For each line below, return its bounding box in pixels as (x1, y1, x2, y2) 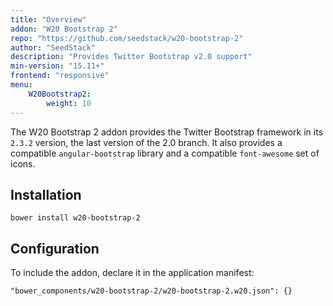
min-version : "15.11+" (10, 61, 105, 71)
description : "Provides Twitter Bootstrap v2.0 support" (10, 52, 253, 62)
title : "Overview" (10, 14, 87, 25)
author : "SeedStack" (10, 42, 97, 53)
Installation (10, 186, 82, 203)
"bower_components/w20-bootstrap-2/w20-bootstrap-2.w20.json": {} (10, 286, 293, 296)
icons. (10, 157, 36, 170)
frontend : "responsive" (10, 71, 110, 81)
